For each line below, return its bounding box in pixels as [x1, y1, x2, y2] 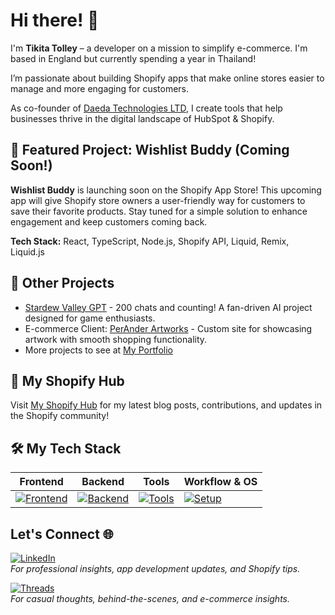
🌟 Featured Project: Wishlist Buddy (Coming [10, 142, 290, 159]
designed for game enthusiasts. [24, 312, 156, 324]
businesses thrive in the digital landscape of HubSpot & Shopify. [10, 112, 275, 124]
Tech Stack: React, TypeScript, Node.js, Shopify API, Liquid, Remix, [10, 235, 290, 247]
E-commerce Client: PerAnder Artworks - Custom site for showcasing [24, 322, 313, 334]
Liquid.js [10, 245, 45, 258]
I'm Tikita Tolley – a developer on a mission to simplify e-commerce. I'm [10, 42, 308, 54]
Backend [81, 475, 125, 489]
